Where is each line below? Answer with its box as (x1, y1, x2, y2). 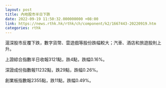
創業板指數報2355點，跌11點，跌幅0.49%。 (5, 78, 94, 84)
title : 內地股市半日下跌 (5, 12, 51, 17)
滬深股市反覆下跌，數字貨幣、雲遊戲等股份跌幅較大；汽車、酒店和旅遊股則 (5, 40, 157, 46)
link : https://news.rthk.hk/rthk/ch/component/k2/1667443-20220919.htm (5, 21, 156, 26)
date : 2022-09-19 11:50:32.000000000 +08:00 (5, 16, 99, 21)
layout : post (5, 7, 32, 12)
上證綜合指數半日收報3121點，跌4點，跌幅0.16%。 (5, 56, 108, 62)
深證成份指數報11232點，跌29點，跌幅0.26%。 (5, 67, 101, 73)
